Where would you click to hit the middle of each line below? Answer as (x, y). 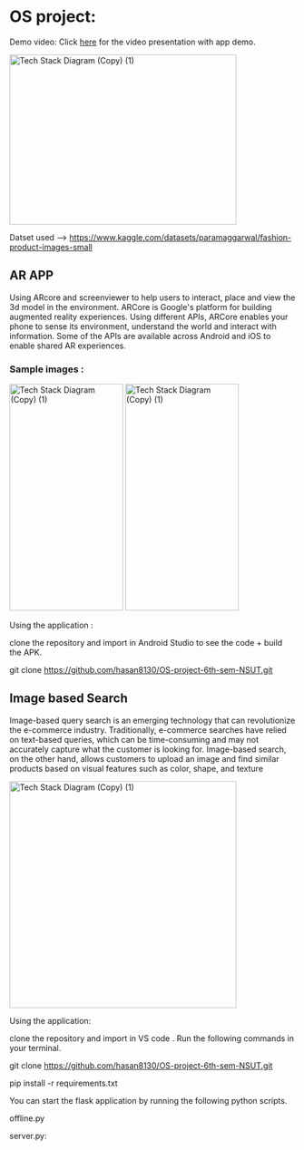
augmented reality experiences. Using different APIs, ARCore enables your (149, 317)
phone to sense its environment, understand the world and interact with (143, 326)
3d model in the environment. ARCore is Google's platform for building (141, 307)
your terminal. (35, 1048)
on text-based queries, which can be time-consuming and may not (134, 739)
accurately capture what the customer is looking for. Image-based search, (148, 749)
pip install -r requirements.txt (64, 1083)
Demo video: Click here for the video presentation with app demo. (132, 42)
